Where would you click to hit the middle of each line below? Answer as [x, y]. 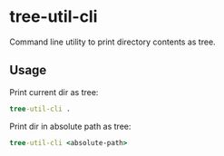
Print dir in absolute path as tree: [70, 126]
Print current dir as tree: [54, 92]
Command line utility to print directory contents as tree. [112, 42]
